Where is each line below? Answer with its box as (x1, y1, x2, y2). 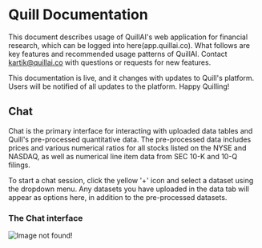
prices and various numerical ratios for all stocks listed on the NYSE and (8, 142, 247, 153)
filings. (8, 160, 30, 170)
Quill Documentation (8, 6, 148, 24)
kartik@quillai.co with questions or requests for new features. (8, 58, 212, 67)
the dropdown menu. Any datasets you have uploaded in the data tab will (8, 184, 250, 194)
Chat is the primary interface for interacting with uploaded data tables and (8, 126, 253, 135)
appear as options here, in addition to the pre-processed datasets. (8, 192, 228, 202)
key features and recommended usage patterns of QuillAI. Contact (8, 49, 228, 58)
